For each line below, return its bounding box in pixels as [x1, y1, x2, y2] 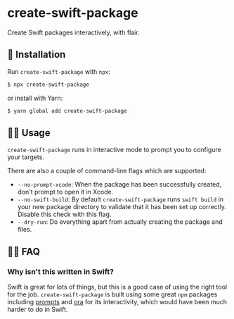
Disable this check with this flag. [17, 210, 112, 219]
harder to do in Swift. [7, 305, 68, 313]
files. [17, 225, 32, 234]
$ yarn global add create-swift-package [7, 107, 128, 114]
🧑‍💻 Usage [7, 127, 51, 139]
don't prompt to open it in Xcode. [17, 188, 114, 196]
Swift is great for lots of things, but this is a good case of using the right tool [7, 283, 227, 291]
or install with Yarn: [7, 94, 63, 102]
